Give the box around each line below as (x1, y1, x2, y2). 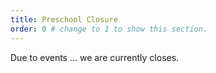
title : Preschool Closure (10, 14, 118, 25)
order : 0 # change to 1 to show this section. (10, 24, 208, 34)
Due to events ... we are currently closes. (10, 51, 180, 63)
